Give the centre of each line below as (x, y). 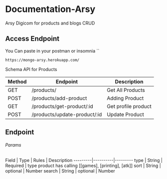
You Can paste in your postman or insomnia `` (52, 50)
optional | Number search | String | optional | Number (60, 171)
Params (13, 145)
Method (17, 81)
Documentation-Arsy (50, 9)
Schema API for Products (31, 69)
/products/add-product (59, 98)
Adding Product (125, 98)
